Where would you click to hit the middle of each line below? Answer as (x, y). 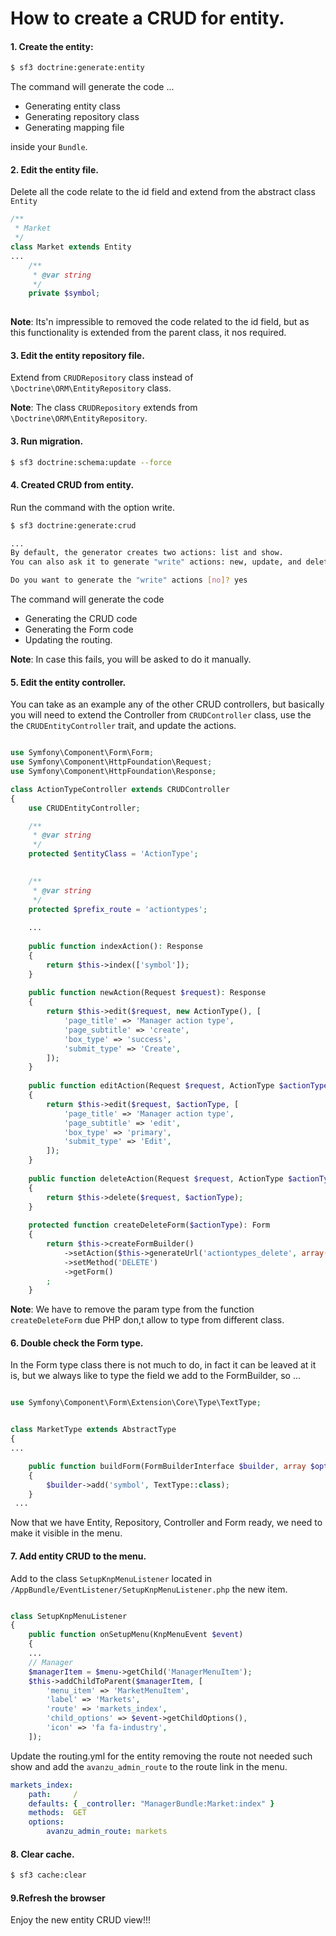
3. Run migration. (47, 441)
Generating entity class (72, 106)
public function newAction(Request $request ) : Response (147, 993)
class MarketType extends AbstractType (93, 1430)
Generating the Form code (79, 629)
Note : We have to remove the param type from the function (132, 1309)
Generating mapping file (74, 128)
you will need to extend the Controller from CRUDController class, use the (161, 715)
